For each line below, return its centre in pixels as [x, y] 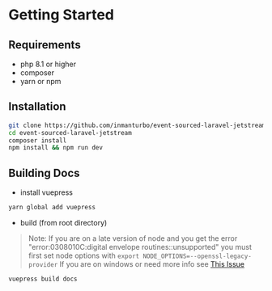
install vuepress [46, 192]
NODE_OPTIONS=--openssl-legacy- [198, 256]
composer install [38, 140]
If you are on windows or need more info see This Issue [152, 264]
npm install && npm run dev [56, 148]
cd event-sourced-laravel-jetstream [70, 133]
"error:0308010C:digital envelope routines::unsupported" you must [140, 247]
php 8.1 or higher [48, 64]
